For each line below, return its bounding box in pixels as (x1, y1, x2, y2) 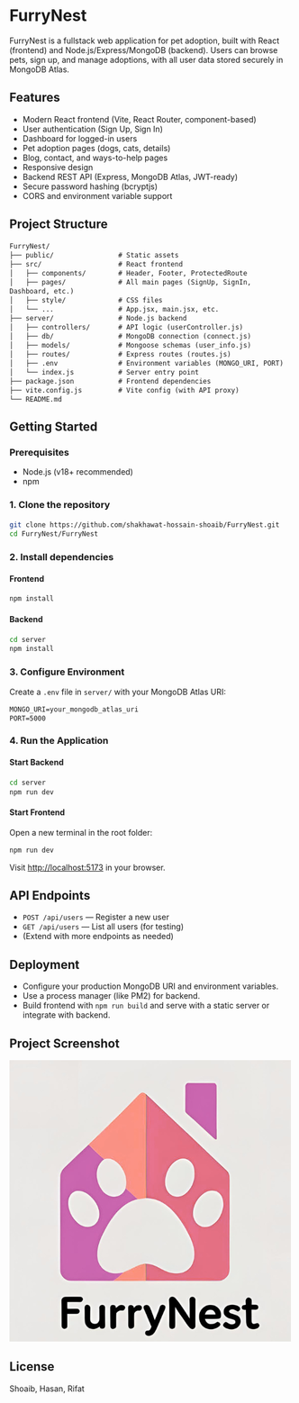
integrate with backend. (22, 1009, 111, 1020)
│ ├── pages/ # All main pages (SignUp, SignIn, (9, 277, 252, 286)
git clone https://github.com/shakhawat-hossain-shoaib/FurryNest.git (9, 520, 280, 530)
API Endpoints (9, 888, 91, 903)
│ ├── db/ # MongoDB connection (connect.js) (9, 331, 252, 340)
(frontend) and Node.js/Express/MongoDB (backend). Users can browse (9, 44, 278, 55)
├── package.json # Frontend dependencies (9, 376, 212, 385)
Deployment (9, 956, 80, 973)
